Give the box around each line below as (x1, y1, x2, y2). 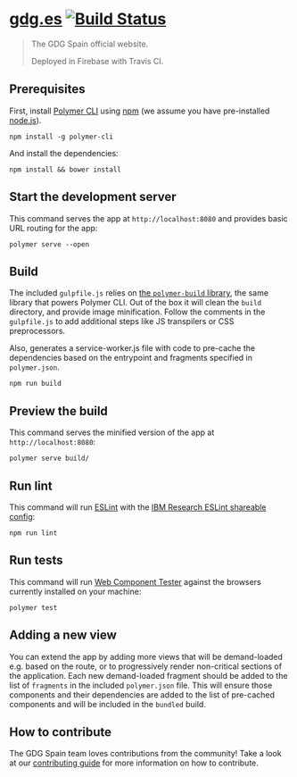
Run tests (9, 553, 63, 568)
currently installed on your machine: (9, 586, 142, 597)
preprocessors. (9, 326, 65, 337)
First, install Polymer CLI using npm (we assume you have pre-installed (9, 105, 270, 116)
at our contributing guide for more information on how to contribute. (9, 757, 259, 768)
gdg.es (9, 9, 62, 29)
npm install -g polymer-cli (9, 132, 114, 141)
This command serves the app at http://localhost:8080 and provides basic (9, 213, 288, 223)
